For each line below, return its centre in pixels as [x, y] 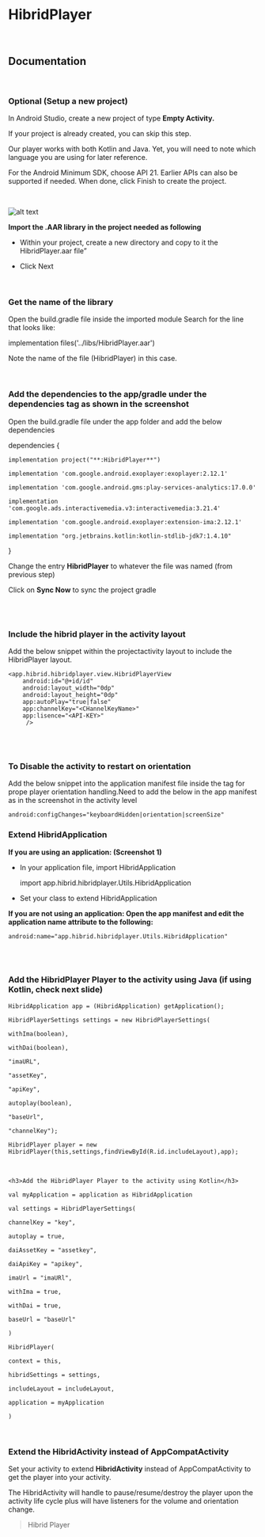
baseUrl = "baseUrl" [42, 1319]
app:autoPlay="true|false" [67, 702]
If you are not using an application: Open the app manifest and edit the [126, 913]
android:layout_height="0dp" [70, 694]
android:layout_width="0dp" [68, 688]
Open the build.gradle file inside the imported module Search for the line [126, 319]
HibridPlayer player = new [53, 1145]
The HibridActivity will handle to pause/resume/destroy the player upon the [131, 1493]
